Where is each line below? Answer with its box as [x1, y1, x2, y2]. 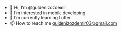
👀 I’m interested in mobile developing [9, 10, 86, 15]
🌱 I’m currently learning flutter [9, 15, 71, 20]
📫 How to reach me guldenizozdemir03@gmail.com [9, 20, 118, 26]
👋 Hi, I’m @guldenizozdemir [9, 5, 67, 10]
